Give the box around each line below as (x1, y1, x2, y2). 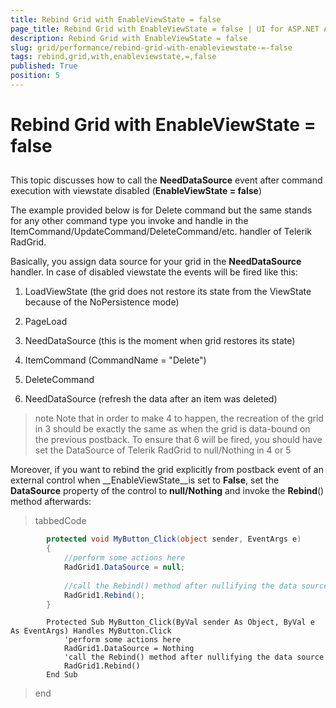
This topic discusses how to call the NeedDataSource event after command (10, 174, 323, 186)
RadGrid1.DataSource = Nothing (63, 644, 195, 654)
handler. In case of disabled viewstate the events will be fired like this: (10, 266, 298, 278)
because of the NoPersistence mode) (24, 296, 180, 308)
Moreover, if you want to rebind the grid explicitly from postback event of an (10, 464, 324, 476)
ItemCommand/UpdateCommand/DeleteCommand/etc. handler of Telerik (10, 226, 312, 238)
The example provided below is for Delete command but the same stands (10, 204, 313, 216)
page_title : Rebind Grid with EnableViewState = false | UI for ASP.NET (10, 24, 320, 34)
